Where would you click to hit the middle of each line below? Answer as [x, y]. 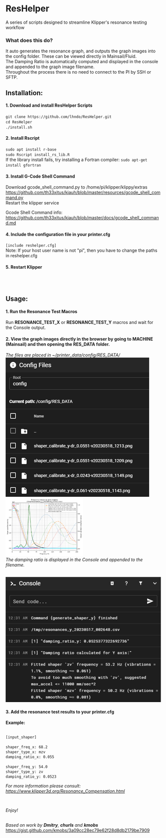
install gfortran [23, 165]
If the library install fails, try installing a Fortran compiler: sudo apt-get [76, 160]
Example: [16, 723]
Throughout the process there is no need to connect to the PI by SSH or [79, 72]
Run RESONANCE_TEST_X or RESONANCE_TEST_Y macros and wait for [80, 322]
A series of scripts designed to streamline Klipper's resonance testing [76, 22]
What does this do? [29, 40]
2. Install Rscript [23, 138]
